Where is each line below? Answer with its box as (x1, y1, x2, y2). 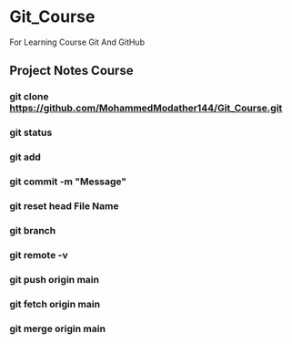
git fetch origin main (9, 297, 101, 310)
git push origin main (9, 273, 100, 286)
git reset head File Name (9, 199, 119, 212)
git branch (9, 224, 56, 236)
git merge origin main (9, 322, 106, 335)
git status (9, 126, 53, 139)
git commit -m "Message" (9, 175, 127, 188)
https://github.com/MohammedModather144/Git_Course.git (9, 102, 283, 115)
